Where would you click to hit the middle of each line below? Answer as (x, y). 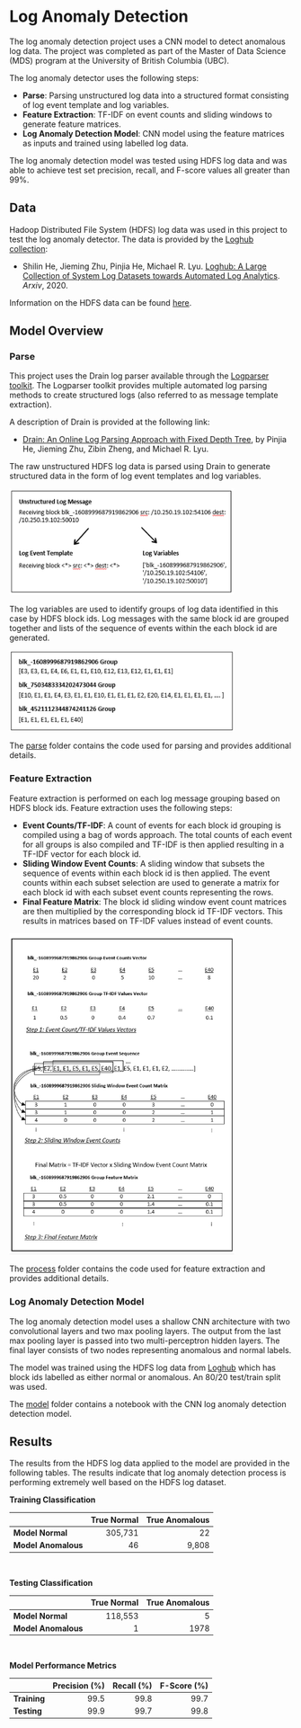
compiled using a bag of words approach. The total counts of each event (157, 834)
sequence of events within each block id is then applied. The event (146, 873)
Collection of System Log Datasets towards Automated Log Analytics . (151, 275)
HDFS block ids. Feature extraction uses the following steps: (121, 807)
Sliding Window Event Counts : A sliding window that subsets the (143, 863)
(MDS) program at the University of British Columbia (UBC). (120, 60)
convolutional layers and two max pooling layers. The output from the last (145, 1331)
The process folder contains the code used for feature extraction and (137, 1269)
